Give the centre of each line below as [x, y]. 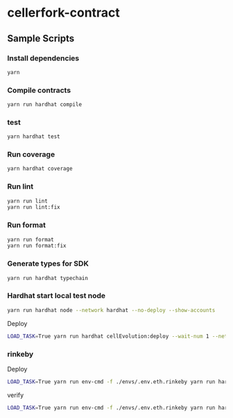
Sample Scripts [41, 38]
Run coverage [31, 155]
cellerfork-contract [63, 13]
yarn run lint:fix [34, 207]
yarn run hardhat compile [44, 105]
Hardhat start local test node [57, 296]
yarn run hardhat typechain [48, 278]
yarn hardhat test [34, 137]
